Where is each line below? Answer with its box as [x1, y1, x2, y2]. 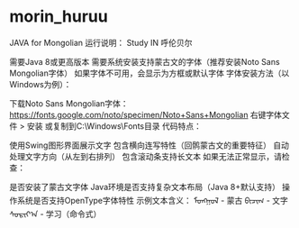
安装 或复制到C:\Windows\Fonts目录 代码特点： [26, 120, 203, 132]
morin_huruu [9, 6, 108, 27]
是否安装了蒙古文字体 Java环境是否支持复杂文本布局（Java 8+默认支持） [9, 181, 281, 192]
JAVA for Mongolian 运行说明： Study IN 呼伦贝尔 [9, 37, 193, 48]
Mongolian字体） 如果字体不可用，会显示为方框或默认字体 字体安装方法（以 [9, 68, 290, 78]
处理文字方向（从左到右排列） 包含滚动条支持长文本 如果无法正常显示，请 [9, 150, 282, 161]
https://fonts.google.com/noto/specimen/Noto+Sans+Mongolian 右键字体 [9, 109, 282, 120]
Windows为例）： [9, 78, 72, 89]
